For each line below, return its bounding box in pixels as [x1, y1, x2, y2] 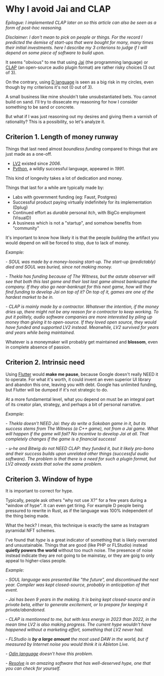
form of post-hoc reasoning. [5, 24, 63, 30]
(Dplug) [12, 204, 28, 210]
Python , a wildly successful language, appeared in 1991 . [12, 165, 125, 171]
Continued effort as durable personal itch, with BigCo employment [12, 209, 146, 215]
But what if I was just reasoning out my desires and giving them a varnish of [5, 113, 158, 119]
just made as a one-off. [5, 151, 53, 157]
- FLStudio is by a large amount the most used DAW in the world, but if [5, 636, 148, 642]
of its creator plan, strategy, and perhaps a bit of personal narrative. [5, 401, 142, 407]
